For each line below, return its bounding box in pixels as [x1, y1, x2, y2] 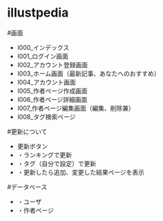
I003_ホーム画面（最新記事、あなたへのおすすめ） [17, 69, 160, 78]
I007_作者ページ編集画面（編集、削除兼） [17, 104, 135, 112]
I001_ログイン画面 [17, 52, 69, 60]
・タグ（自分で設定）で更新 [17, 159, 97, 168]
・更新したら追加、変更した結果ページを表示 [17, 168, 145, 176]
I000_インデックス [17, 43, 70, 51]
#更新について [7, 127, 48, 136]
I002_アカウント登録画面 [17, 60, 88, 69]
